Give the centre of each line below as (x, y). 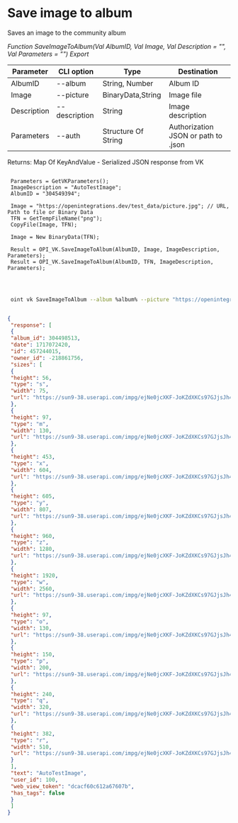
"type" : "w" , (30, 582)
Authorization (191, 127)
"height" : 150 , (33, 655)
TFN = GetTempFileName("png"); (56, 218)
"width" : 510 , (31, 747)
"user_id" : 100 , (34, 780)
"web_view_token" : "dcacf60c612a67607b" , (72, 786)
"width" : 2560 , (33, 589)
